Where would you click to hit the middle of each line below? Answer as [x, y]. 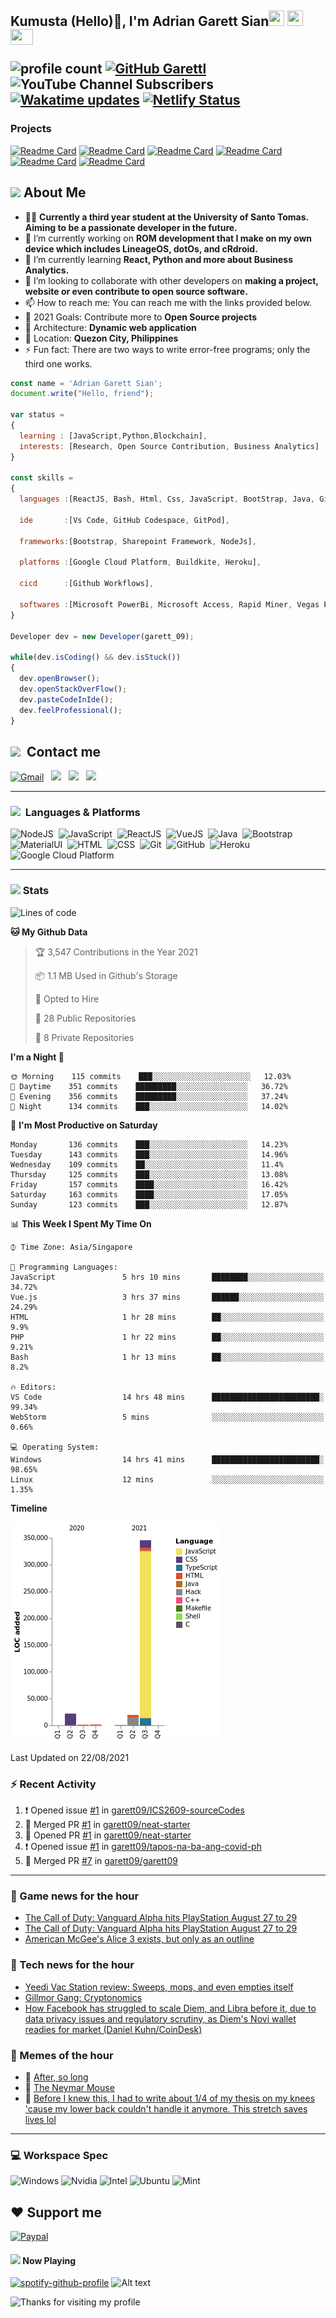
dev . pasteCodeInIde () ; [66, 699]
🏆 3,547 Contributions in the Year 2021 [116, 952]
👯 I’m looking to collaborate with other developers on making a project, [171, 280]
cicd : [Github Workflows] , [87, 584]
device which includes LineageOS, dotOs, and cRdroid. [141, 248]
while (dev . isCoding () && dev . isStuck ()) [96, 657]
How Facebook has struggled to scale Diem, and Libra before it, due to [170, 2008]
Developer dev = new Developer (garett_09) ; [102, 636]
